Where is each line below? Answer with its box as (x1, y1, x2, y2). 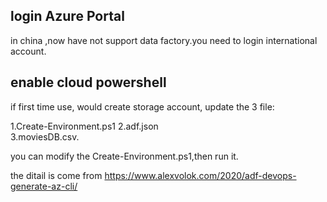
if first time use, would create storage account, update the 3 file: (10, 100, 275, 113)
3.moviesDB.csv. (10, 130, 80, 143)
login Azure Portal (10, 8, 125, 25)
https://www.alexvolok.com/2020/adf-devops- (104, 169, 297, 181)
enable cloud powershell (10, 74, 167, 91)
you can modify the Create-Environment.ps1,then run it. (10, 150, 239, 162)
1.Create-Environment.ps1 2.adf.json (10, 120, 159, 132)
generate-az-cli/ (10, 180, 78, 192)
